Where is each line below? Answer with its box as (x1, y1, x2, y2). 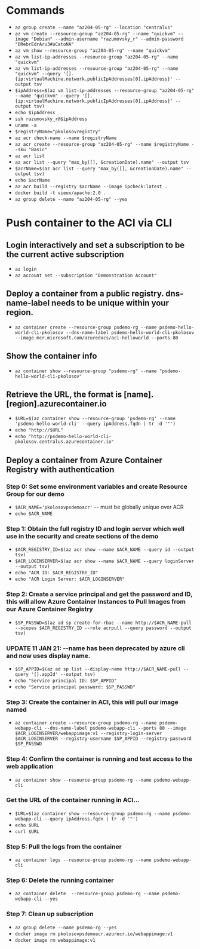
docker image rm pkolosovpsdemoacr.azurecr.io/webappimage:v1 (14, 930, 173, 937)
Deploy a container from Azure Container (6, 455, 162, 465)
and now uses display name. (6, 651, 91, 660)
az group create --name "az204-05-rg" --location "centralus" (14, 25, 173, 30)
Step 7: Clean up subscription (6, 910, 94, 918)
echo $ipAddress (14, 109, 56, 115)
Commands (6, 4, 65, 17)
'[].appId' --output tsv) (30, 671, 96, 677)
